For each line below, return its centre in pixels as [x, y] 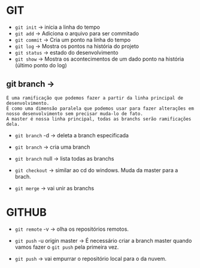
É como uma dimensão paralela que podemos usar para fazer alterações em [100, 109]
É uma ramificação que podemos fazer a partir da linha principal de [95, 98]
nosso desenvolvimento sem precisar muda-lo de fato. [75, 114]
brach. [23, 176]
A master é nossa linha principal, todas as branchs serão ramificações [99, 119]
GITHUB [26, 212]
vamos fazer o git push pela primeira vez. [67, 247]
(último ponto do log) [41, 65]
